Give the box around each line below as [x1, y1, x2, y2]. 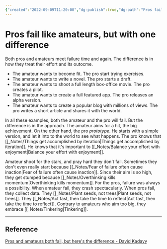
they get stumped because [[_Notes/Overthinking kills [5, 174, 116, 180]
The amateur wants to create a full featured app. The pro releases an [12, 91, 154, 97]
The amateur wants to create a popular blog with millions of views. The [12, 102, 158, 108]
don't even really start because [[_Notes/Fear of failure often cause [5, 164, 143, 169]
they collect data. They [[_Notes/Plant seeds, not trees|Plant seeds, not [5, 190, 152, 196]
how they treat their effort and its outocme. [5, 61, 93, 67]
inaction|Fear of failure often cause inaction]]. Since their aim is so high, [5, 169, 153, 175]
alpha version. [12, 97, 42, 103]
